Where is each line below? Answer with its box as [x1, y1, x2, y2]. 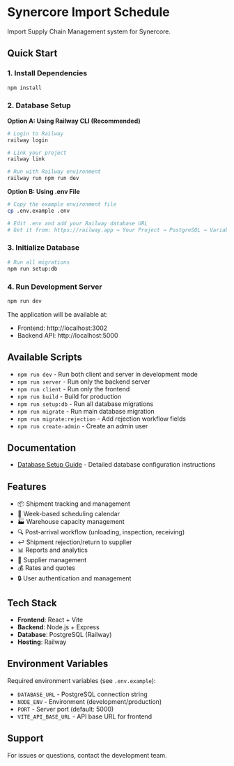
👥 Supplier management [17, 556, 87, 564]
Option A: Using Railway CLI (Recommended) [7, 117, 141, 125]
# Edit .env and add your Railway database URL [7, 220, 148, 227]
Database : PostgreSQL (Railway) [17, 631, 112, 639]
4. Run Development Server [7, 282, 102, 292]
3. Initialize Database [7, 243, 80, 253]
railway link [7, 156, 45, 163]
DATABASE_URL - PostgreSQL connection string [17, 690, 148, 698]
